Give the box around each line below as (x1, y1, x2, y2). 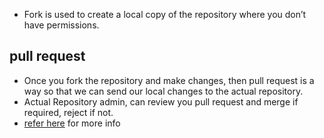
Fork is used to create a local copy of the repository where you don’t (23, 9, 307, 20)
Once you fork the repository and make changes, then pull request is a (23, 74, 315, 86)
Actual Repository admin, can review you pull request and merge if (23, 95, 299, 108)
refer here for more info (23, 117, 121, 129)
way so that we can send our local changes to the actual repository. (23, 85, 304, 97)
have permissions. (23, 19, 100, 31)
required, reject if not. (23, 106, 114, 118)
